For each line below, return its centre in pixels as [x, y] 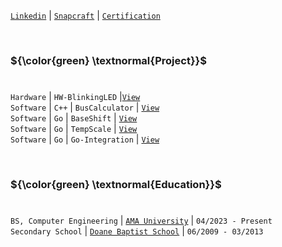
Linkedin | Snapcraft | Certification [85, 15]
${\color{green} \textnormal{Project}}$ [108, 60]
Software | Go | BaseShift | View [74, 118]
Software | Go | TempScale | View [74, 129]
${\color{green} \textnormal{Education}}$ [116, 185]
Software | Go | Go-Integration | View [85, 139]
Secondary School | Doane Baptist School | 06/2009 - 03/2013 [137, 231]
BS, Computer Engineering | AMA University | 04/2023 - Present [141, 221]
